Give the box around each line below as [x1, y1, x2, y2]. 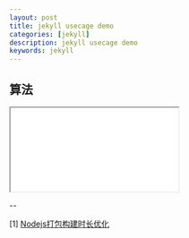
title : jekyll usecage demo [9, 21, 115, 30]
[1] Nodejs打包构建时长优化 [9, 218, 110, 229]
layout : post [9, 13, 58, 22]
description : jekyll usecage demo [9, 38, 139, 47]
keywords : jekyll [9, 47, 74, 55]
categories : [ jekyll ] [9, 30, 90, 38]
